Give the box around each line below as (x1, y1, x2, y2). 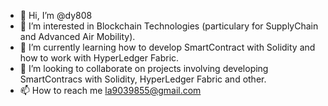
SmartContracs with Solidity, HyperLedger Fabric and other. (19, 73, 267, 85)
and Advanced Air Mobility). (19, 31, 136, 42)
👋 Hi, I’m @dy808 (19, 10, 93, 21)
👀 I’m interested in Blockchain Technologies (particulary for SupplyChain (19, 20, 319, 32)
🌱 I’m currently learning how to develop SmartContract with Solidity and (19, 41, 316, 53)
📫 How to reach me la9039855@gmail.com (19, 85, 202, 96)
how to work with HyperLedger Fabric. (19, 52, 180, 64)
